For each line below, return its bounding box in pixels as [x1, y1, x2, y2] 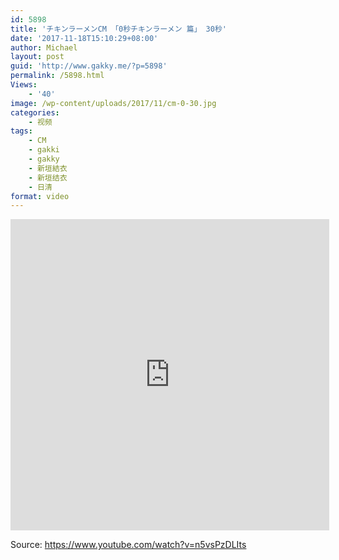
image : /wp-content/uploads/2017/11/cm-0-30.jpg [10, 98, 217, 108]
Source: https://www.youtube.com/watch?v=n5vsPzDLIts [10, 539, 247, 551]
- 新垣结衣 [28, 172, 68, 183]
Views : [10, 80, 38, 90]
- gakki [28, 145, 60, 155]
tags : [10, 126, 33, 136]
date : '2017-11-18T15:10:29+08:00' [10, 33, 159, 43]
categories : [10, 107, 60, 118]
